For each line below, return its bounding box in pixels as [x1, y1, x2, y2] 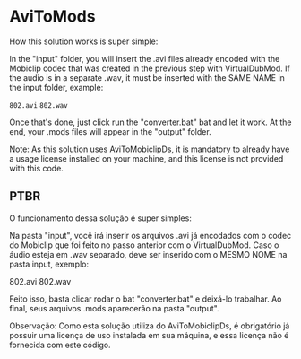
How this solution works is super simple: [9, 36, 159, 47]
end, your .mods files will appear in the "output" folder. [9, 126, 212, 136]
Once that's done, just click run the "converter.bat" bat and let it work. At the [9, 117, 292, 127]
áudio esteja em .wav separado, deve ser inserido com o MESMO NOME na [9, 249, 288, 259]
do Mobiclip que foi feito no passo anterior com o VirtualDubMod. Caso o [9, 240, 279, 250]
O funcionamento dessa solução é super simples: [9, 213, 193, 223]
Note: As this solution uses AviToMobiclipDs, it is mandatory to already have [9, 144, 290, 154]
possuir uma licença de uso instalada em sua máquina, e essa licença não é [9, 329, 289, 340]
